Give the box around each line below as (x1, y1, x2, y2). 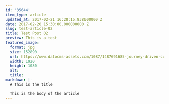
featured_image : (5, 40, 39, 45)
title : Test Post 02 (5, 31, 49, 36)
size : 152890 (10, 49, 37, 54)
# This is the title (10, 82, 53, 87)
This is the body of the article (10, 91, 80, 96)
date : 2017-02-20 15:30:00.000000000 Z (5, 21, 89, 27)
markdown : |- (5, 77, 33, 82)
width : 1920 (10, 59, 35, 64)
